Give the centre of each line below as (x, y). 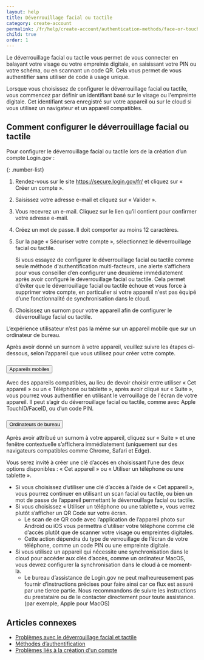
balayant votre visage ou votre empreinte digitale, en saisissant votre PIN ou (101, 64)
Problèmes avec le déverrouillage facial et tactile (76, 637)
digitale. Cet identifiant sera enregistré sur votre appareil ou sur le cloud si (99, 102)
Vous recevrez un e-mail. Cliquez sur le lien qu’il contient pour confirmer (106, 211)
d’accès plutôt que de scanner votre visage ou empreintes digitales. (109, 532)
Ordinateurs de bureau (35, 424)
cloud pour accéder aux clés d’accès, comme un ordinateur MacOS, (100, 558)
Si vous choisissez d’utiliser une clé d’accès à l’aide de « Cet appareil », (104, 487)
